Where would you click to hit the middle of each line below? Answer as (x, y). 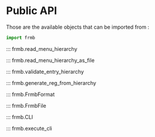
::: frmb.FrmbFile (26, 105)
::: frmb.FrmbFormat (31, 94)
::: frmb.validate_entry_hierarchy (45, 71)
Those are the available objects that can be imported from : (78, 27)
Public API (32, 11)
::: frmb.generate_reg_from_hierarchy (51, 83)
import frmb (21, 37)
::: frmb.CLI (20, 117)
